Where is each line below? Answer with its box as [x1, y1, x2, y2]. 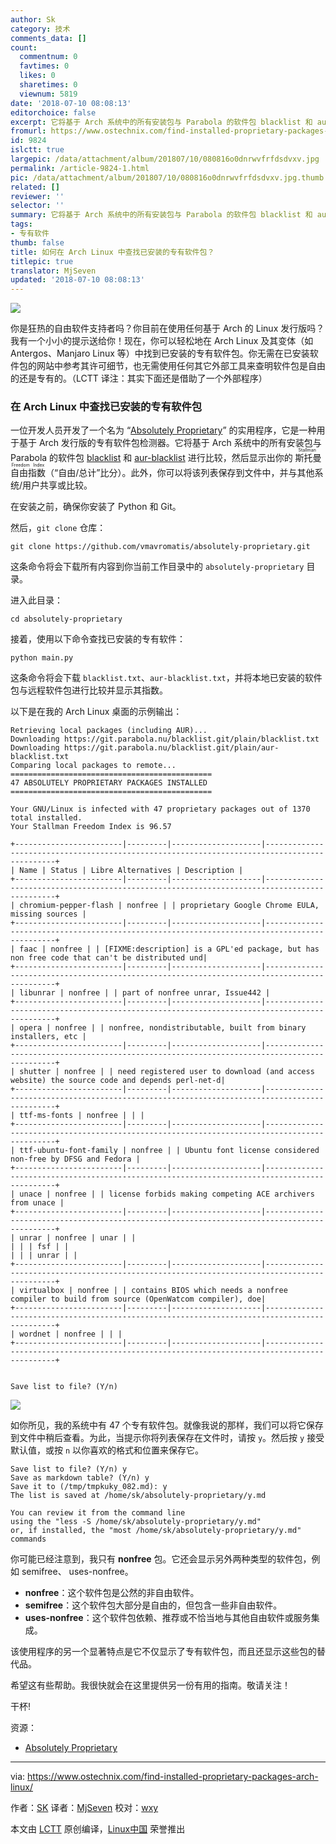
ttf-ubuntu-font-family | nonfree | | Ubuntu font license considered [19, 1146, 320, 1156]
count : [10, 42, 38, 53]
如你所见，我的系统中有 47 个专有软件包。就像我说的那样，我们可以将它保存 [10, 1419, 324, 1431]
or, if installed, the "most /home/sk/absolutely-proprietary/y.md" [10, 1526, 302, 1536]
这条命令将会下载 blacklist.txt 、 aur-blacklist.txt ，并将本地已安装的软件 [10, 672, 323, 684]
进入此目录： [10, 594, 63, 606]
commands [10, 1534, 47, 1545]
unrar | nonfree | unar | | [19, 1233, 137, 1243]
